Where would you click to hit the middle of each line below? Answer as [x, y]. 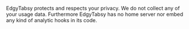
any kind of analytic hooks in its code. [52, 20]
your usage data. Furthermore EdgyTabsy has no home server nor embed [94, 14]
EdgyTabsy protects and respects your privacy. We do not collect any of [93, 8]
